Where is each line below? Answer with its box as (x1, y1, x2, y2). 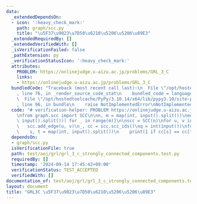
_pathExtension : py (11, 52, 59, 58)
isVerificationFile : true (11, 145, 75, 151)
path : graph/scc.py (16, 25, 64, 31)
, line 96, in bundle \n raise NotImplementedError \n (16, 101, 157, 108)
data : (6, 8, 19, 15)
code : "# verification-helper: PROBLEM (11, 107, 109, 113)
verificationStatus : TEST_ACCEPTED (11, 167, 98, 173)
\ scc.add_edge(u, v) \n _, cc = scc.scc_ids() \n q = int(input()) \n (16, 123, 188, 129)
